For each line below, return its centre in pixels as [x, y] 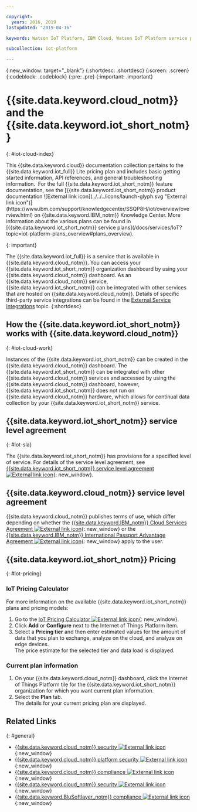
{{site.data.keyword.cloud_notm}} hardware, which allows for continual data [98, 397]
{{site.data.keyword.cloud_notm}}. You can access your [74, 263]
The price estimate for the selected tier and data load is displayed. [94, 650]
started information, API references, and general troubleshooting [84, 178]
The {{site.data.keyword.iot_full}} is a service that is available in [83, 257]
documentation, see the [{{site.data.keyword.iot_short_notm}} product [91, 190]
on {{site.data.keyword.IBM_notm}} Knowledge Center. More [107, 215]
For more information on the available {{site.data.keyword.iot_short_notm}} [96, 602]
